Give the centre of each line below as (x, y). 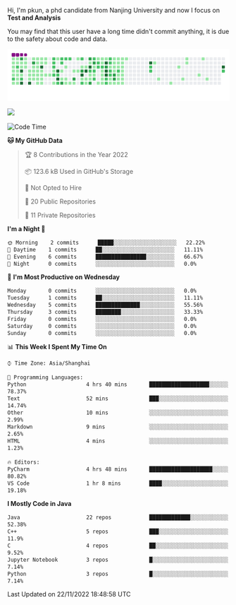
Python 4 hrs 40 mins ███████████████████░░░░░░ (118, 384)
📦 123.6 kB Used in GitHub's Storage (79, 171)
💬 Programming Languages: (45, 377)
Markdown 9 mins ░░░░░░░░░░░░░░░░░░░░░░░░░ (118, 427)
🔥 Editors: (24, 462)
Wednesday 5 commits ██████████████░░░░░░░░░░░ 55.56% (105, 305)
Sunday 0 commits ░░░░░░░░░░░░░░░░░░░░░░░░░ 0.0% (102, 333)
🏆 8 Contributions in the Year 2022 (76, 154)
